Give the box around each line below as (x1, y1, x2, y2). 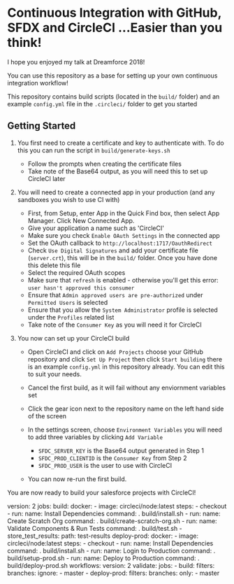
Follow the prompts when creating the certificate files (27, 159, 182, 168)
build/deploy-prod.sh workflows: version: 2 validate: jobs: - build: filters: (7, 561, 215, 569)
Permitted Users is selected (27, 298, 108, 306)
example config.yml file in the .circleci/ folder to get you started (7, 99, 198, 108)
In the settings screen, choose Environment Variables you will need (27, 425, 222, 434)
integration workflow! (7, 78, 68, 87)
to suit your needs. (27, 369, 82, 378)
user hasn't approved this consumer (27, 285, 135, 292)
